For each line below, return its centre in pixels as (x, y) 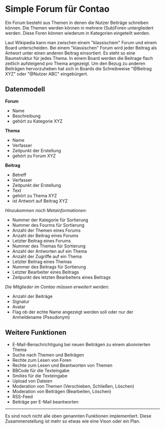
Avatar (19, 307)
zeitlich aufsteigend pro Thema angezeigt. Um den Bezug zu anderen (75, 63)
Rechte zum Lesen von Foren (42, 360)
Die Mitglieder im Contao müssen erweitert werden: (57, 287)
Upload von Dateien (32, 381)
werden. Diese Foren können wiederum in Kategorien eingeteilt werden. (78, 33)
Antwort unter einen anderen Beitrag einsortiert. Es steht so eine (70, 53)
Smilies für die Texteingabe (40, 375)
